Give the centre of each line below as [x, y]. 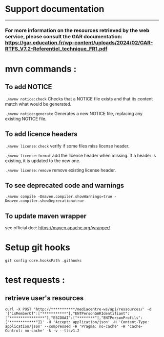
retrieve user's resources [44, 298]
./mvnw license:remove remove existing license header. [61, 170]
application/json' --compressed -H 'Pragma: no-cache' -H [65, 327]
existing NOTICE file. [26, 119]
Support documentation [55, 9]
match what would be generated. [38, 104]
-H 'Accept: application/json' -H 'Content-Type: [98, 322]
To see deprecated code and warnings [65, 185]
